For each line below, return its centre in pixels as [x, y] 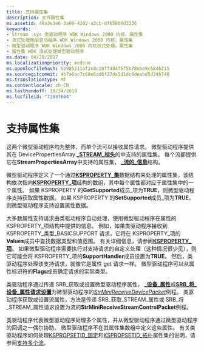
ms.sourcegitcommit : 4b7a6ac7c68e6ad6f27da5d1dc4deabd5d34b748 [88, 74]
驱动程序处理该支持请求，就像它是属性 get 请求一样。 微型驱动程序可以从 [98, 264]
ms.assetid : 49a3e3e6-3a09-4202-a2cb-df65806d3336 [72, 23]
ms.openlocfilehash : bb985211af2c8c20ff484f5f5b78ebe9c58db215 [88, 68]
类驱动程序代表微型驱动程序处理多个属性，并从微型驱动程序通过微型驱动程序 [102, 320]
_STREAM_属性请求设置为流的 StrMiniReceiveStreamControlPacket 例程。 [99, 307]
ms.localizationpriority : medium [49, 63]
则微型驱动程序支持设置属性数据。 [49, 205]
